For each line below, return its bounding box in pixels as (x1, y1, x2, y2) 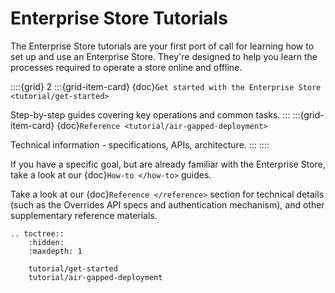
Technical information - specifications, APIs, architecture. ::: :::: (10, 138, 270, 151)
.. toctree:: (10, 228, 65, 239)
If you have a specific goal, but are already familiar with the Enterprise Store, (10, 158, 326, 170)
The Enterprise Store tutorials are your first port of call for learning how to (10, 40, 315, 52)
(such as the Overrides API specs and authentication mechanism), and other (10, 198, 325, 211)
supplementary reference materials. (10, 209, 158, 221)
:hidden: (28, 237, 65, 247)
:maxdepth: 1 (28, 246, 83, 256)
